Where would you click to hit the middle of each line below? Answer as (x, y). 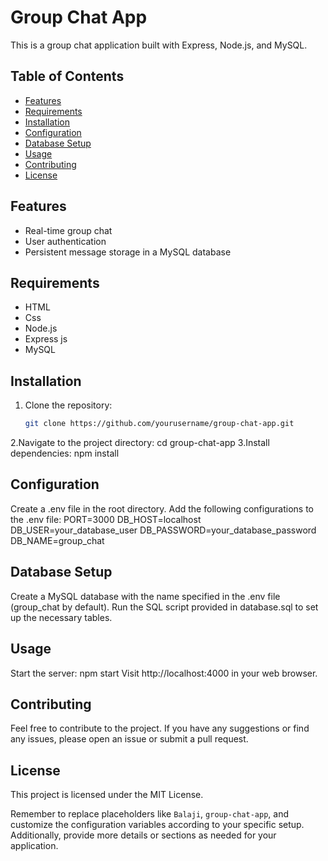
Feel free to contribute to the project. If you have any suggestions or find (160, 728)
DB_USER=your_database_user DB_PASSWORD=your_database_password (163, 530)
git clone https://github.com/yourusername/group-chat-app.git (159, 424)
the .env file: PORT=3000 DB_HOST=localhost (106, 519)
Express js (46, 339)
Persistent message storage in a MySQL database (128, 252)
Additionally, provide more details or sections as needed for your (143, 835)
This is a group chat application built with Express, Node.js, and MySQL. (159, 45)
